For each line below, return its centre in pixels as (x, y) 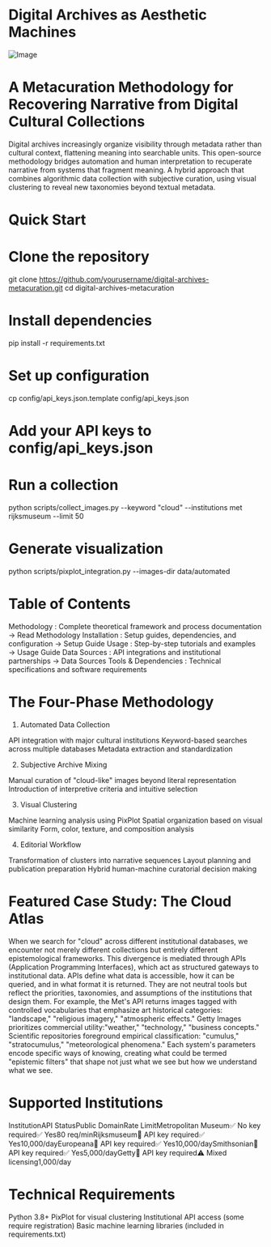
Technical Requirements (92, 1194)
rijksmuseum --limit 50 (46, 516)
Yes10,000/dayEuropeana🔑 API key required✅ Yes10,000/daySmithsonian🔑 (133, 1143)
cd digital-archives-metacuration (119, 288)
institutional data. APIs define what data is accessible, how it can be (121, 975)
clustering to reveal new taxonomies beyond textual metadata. (112, 187)
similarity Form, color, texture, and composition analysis (101, 828)
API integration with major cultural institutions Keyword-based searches (128, 740)
